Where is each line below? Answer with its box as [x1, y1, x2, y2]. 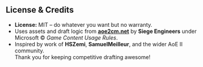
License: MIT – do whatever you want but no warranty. [14, 21, 153, 28]
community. [14, 47, 45, 54]
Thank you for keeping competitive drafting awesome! [14, 53, 151, 60]
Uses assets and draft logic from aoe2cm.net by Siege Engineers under [14, 27, 197, 35]
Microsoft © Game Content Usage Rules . [14, 33, 118, 41]
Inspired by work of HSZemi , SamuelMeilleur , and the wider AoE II [14, 40, 183, 48]
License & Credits [5, 5, 74, 15]
